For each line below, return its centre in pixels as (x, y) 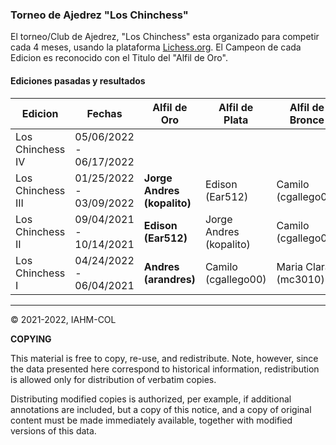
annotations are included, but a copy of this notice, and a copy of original (161, 409)
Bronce (307, 120)
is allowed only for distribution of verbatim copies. (113, 379)
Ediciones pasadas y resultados (78, 80)
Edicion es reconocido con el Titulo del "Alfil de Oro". (119, 58)
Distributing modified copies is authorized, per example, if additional (151, 399)
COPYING (31, 339)
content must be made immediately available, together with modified (151, 420)
